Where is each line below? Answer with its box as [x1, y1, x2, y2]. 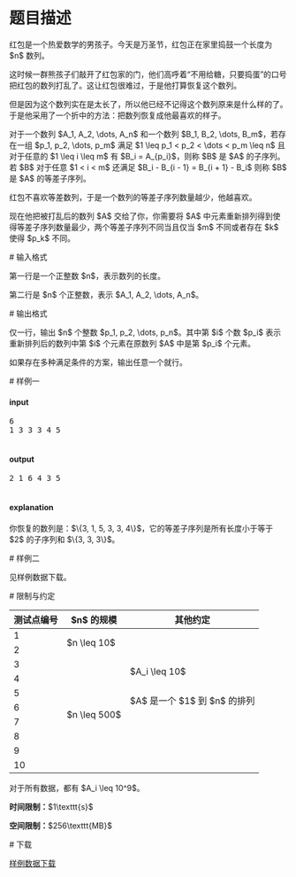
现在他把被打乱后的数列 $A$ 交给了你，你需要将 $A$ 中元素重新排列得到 [9, 210, 273, 221]
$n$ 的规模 [70, 613, 118, 625]
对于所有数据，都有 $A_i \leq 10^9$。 [9, 782, 145, 793]
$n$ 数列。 [9, 50, 50, 60]
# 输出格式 [9, 307, 48, 319]
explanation [9, 501, 54, 512]
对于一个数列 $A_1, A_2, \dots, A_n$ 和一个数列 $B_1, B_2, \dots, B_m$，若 [9, 128, 278, 139]
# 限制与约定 [9, 590, 56, 601]
